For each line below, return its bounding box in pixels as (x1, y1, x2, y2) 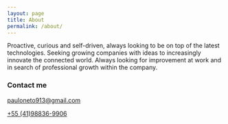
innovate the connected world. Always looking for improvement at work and (7, 56, 222, 64)
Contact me (7, 80, 47, 90)
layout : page (7, 10, 45, 17)
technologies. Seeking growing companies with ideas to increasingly (7, 49, 201, 57)
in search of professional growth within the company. (7, 63, 158, 72)
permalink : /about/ (7, 23, 63, 29)
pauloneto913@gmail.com (7, 96, 81, 104)
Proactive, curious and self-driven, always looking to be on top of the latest (7, 42, 220, 50)
